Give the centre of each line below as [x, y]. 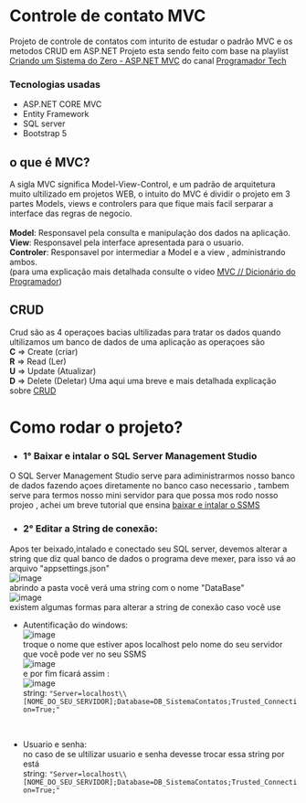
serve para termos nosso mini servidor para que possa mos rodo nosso [144, 496]
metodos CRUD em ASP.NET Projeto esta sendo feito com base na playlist [149, 50]
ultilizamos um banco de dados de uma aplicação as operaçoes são [137, 342]
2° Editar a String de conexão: [90, 529]
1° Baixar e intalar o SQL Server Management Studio [140, 455]
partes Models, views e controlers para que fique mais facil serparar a [142, 204]
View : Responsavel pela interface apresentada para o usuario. [127, 242]
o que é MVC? [50, 162]
